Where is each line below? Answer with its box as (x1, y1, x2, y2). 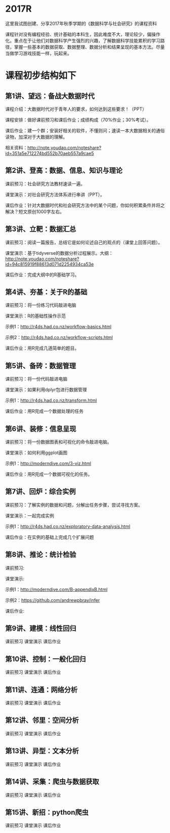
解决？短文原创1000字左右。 (5, 208, 65, 214)
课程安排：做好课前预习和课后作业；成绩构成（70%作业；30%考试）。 (5, 117, 151, 123)
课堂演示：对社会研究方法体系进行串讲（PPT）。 (5, 191, 105, 198)
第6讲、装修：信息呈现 (5, 424, 76, 433)
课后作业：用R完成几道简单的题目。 (5, 345, 79, 351)
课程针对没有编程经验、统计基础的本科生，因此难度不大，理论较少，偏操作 (5, 31, 160, 37)
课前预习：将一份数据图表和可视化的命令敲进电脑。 (5, 439, 112, 445)
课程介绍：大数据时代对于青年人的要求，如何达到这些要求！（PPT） (5, 106, 147, 112)
